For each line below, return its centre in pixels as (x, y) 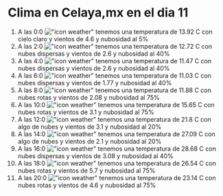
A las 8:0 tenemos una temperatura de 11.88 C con (114, 90)
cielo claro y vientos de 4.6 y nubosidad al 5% (83, 39)
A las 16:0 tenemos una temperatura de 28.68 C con (117, 149)
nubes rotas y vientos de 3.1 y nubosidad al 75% (86, 112)
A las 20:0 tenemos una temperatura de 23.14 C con (117, 177)
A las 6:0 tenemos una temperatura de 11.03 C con (115, 75)
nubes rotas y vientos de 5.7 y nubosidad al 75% (86, 171)
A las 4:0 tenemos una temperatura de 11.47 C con (115, 61)
